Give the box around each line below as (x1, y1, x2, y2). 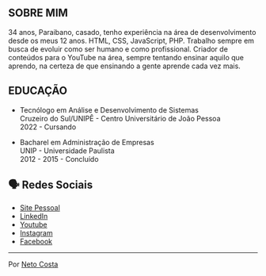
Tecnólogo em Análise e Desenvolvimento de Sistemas (19, 105, 199, 114)
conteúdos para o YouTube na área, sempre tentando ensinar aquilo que (8, 52, 244, 62)
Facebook (19, 237, 53, 247)
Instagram (19, 228, 53, 238)
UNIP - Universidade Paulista (19, 146, 115, 155)
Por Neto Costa (8, 259, 59, 269)
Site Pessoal (19, 203, 61, 213)
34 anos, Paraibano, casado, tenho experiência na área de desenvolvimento (8, 27, 256, 36)
